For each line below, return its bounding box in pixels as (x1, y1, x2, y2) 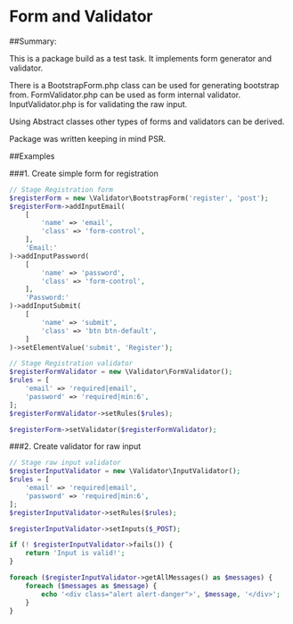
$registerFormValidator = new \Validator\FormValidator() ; (9, 368, 233, 377)
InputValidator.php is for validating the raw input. (9, 98, 188, 109)
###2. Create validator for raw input (9, 441, 141, 452)
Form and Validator (9, 6, 153, 27)
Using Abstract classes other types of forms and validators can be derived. (9, 116, 285, 127)
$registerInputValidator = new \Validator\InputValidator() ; (9, 467, 241, 476)
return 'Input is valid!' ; (25, 549, 126, 558)
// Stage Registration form (9, 185, 114, 194)
